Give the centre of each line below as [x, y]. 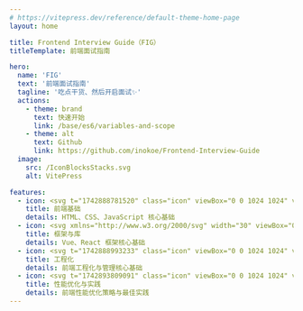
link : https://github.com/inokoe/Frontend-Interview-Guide [146, 151]
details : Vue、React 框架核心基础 [86, 242]
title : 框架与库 [53, 234]
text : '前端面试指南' [54, 84]
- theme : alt [50, 134]
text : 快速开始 [59, 117]
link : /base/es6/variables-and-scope [104, 126]
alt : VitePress [54, 176]
